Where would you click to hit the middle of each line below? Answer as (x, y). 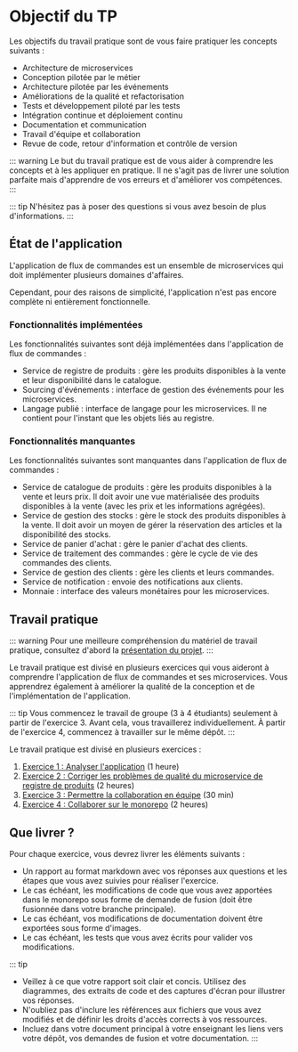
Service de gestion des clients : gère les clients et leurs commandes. (148, 573)
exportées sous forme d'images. (81, 927)
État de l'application (66, 244)
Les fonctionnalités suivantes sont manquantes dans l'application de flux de (148, 461)
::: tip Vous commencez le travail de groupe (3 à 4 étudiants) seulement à (144, 714)
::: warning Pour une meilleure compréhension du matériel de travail (133, 641)
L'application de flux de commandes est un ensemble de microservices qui (146, 265)
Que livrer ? (42, 832)
